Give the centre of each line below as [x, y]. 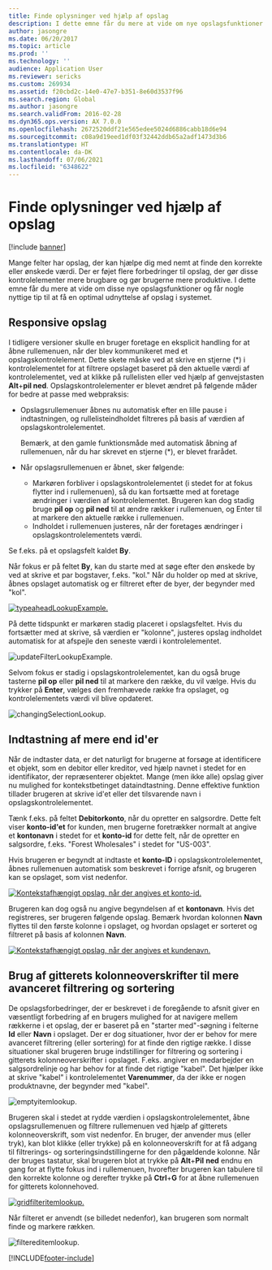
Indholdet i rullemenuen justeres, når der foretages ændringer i [138, 526]
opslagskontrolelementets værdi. [87, 535]
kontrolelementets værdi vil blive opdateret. [81, 698]
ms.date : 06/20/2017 [43, 39]
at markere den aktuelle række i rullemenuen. [108, 518]
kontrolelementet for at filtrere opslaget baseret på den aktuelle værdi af [129, 368]
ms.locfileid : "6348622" [50, 167]
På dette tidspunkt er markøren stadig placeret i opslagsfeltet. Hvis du [125, 623]
